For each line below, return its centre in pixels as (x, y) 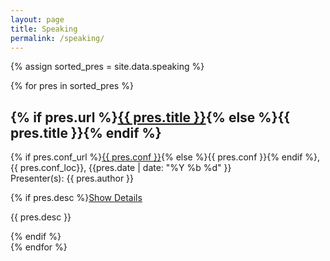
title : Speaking (44, 29)
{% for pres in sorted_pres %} (72, 86)
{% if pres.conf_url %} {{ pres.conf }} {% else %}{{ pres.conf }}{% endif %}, (165, 157)
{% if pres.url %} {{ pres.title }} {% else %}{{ (150, 117)
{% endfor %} (39, 247)
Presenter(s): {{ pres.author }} (72, 178)
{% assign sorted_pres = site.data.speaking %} (107, 67)
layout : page (37, 19)
